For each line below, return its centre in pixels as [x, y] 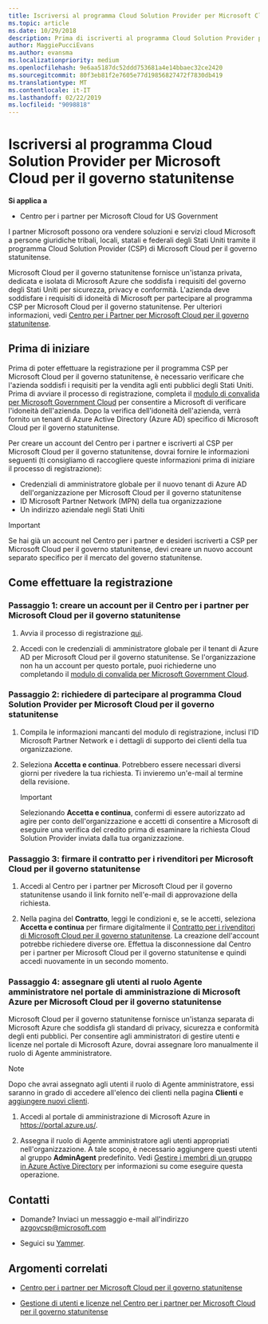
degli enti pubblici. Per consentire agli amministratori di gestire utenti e [124, 1036]
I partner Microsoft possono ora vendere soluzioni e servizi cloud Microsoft [132, 232]
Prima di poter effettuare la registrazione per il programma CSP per [118, 368]
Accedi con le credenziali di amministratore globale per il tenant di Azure [139, 648]
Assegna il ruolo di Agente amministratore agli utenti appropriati [124, 1141]
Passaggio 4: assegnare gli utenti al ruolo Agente [105, 982]
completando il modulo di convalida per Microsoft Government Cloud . [134, 674]
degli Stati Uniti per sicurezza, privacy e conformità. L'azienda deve [119, 290]
